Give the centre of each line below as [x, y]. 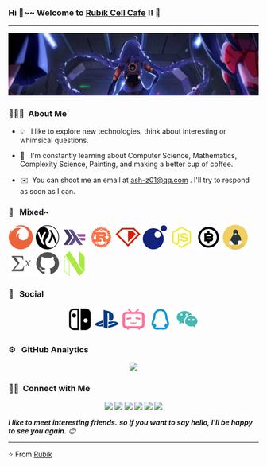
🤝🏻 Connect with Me [49, 389]
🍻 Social [26, 293]
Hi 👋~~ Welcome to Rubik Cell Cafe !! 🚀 [85, 13]
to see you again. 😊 [42, 431]
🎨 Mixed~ [29, 212]
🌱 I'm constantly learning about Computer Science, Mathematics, [128, 155]
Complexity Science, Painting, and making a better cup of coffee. [126, 164]
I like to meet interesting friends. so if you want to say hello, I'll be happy [130, 422]
